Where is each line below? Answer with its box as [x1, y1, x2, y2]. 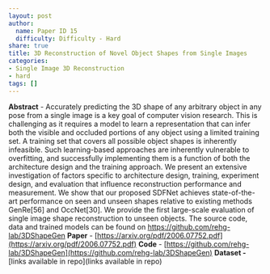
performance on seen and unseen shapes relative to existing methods [19, 196, 253, 206]
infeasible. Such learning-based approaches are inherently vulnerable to [8, 145, 250, 154]
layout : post [8, 11, 53, 20]
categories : [8, 57, 49, 65]
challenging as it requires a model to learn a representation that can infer [8, 119, 251, 129]
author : [8, 19, 35, 27]
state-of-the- [211, 188, 256, 197]
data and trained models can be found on [8, 221, 146, 231]
